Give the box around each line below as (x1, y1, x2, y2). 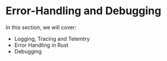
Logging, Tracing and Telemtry (14, 35, 90, 42)
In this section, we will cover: (5, 24, 77, 31)
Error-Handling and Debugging (5, 4, 162, 18)
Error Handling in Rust (14, 41, 69, 49)
